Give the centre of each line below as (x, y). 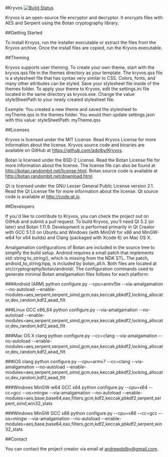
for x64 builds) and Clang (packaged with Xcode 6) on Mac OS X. (84, 238)
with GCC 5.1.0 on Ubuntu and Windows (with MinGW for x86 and (73, 232)
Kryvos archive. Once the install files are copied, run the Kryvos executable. (84, 48)
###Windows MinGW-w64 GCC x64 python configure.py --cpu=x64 (76, 387)
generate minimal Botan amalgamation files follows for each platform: (77, 274)
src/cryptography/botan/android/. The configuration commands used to (79, 269)
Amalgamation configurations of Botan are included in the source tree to (80, 247)
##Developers (20, 206)
